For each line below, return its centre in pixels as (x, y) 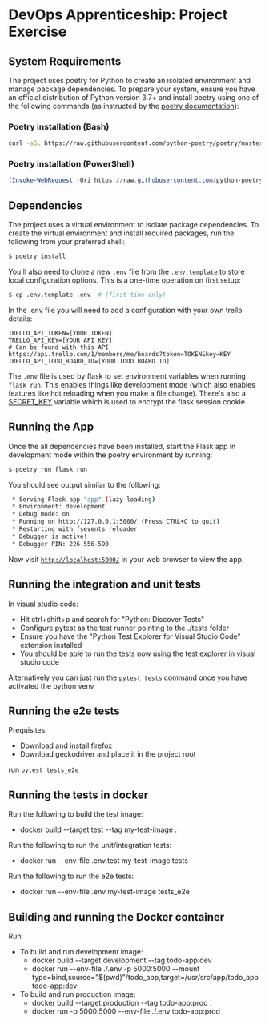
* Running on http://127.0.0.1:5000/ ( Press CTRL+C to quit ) (116, 522)
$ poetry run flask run (48, 469)
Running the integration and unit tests (105, 585)
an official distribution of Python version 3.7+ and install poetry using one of (134, 97)
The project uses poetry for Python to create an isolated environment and (129, 80)
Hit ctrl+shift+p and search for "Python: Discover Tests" (112, 619)
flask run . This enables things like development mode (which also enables (132, 384)
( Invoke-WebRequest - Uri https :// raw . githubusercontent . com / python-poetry (136, 181)
